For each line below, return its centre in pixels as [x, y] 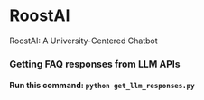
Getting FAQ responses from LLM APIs [95, 64]
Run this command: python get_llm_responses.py [102, 86]
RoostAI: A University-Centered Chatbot [83, 41]
